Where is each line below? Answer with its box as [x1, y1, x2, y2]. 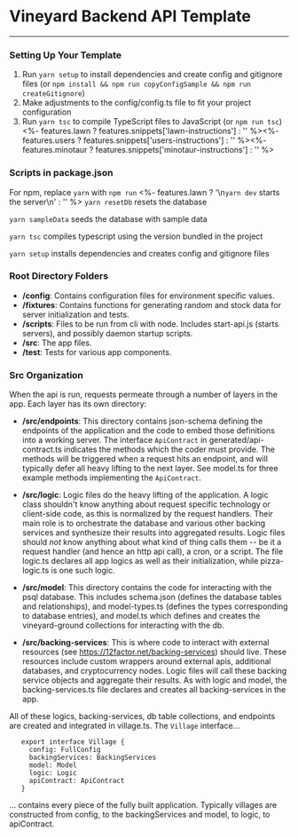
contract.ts [21, 444, 62, 455]
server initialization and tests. [21, 309, 130, 320]
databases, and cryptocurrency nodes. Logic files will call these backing [21, 666, 287, 676]
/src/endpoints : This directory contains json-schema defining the [21, 415, 263, 427]
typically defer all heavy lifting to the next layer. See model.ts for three [21, 463, 278, 474]
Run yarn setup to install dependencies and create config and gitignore [21, 69, 283, 80]
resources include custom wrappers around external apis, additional [21, 656, 271, 667]
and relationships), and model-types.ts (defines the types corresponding [21, 601, 288, 612]
